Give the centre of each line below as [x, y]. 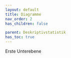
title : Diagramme [23, 14]
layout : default [22, 10]
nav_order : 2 [19, 19]
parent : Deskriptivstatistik [35, 33]
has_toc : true [20, 37]
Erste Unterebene [23, 51]
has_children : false [27, 24]
